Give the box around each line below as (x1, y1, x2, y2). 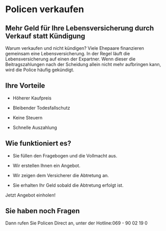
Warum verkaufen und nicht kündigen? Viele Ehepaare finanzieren (5, 45, 144, 51)
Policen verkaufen (5, 4, 84, 15)
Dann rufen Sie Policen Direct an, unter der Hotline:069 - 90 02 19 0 (5, 220, 148, 226)
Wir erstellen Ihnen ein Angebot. (12, 162, 80, 169)
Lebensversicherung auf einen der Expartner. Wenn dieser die (5, 56, 136, 62)
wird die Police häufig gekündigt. (5, 67, 75, 73)
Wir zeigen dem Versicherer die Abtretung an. (12, 172, 109, 178)
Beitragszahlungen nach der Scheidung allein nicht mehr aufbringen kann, (5, 61, 161, 67)
